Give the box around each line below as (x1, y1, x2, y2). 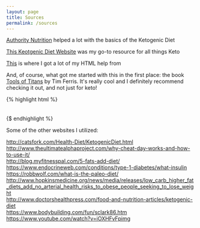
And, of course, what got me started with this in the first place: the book (6, 72, 184, 79)
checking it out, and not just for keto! (6, 84, 97, 91)
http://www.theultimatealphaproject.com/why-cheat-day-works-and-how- (6, 145, 190, 152)
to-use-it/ (6, 151, 30, 158)
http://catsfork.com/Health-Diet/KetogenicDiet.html (6, 138, 133, 146)
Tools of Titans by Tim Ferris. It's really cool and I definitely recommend (6, 78, 184, 85)
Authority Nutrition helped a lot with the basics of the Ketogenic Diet (6, 37, 175, 44)
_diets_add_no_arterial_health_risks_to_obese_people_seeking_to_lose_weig (6, 183, 194, 190)
